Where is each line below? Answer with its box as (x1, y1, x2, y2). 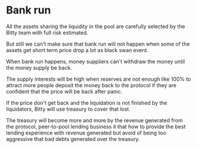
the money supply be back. (6, 64, 72, 71)
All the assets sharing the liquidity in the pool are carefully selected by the (6, 23, 185, 30)
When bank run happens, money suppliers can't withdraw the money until (6, 58, 185, 65)
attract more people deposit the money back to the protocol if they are (6, 81, 176, 88)
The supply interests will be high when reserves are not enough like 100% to (6, 75, 191, 82)
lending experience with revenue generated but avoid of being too (6, 129, 166, 136)
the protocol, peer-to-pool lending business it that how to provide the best (6, 123, 186, 130)
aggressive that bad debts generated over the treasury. (6, 135, 140, 142)
